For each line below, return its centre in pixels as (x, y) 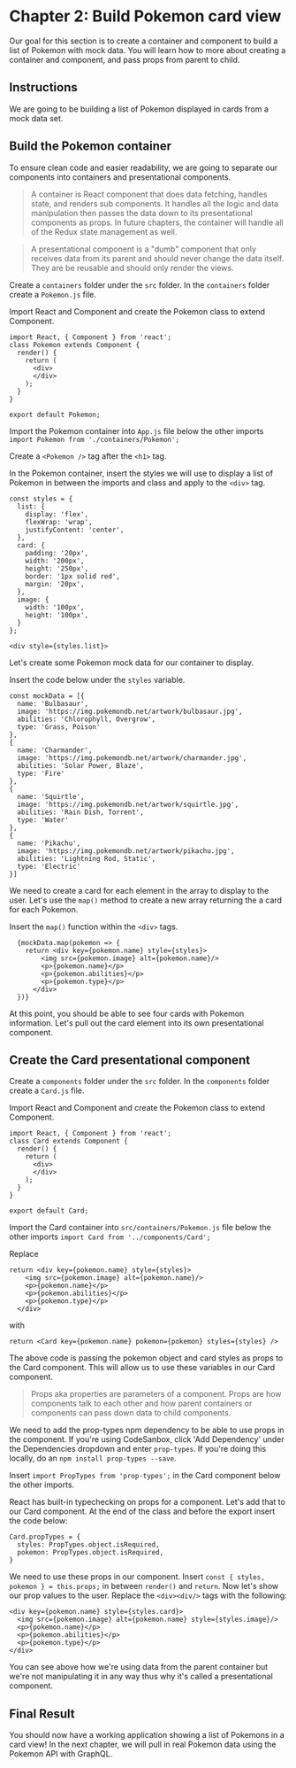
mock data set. (36, 118)
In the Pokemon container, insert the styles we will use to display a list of (141, 473)
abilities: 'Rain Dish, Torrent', (80, 812)
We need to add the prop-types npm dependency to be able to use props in (147, 1430)
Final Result (42, 1714)
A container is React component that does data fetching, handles (149, 194)
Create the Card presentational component (129, 1060)
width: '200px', (55, 561)
